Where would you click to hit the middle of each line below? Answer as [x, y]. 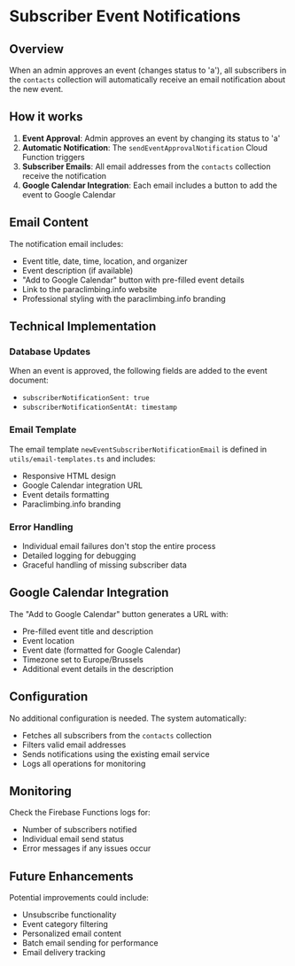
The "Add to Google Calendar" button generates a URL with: [119, 614]
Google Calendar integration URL [82, 485]
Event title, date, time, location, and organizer [105, 261]
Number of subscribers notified [79, 830]
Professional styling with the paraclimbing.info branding [124, 298]
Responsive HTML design [69, 475]
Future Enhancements [72, 876]
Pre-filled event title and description [87, 631]
